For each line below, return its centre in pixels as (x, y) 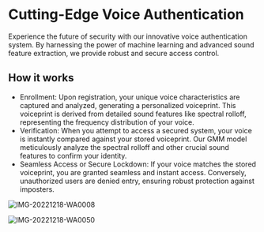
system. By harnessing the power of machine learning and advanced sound (131, 44)
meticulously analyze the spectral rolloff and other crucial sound (124, 147)
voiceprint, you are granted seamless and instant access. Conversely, (133, 172)
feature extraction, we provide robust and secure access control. (114, 53)
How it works (41, 78)
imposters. (37, 189)
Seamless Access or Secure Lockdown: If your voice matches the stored (138, 164)
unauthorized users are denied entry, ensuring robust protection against (137, 181)
